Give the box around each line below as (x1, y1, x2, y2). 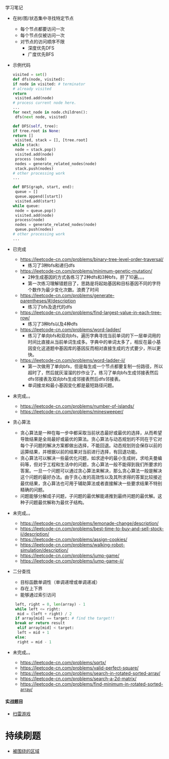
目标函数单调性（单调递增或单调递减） (20, 579, 100, 585)
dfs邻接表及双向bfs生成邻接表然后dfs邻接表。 (27, 376, 123, 382)
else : (15, 634, 27, 640)
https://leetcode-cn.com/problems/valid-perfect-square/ (20, 665, 139, 671)
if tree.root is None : (12, 128, 61, 133)
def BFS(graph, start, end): (12, 184, 74, 190)
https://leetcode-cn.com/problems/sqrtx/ (20, 659, 106, 665)
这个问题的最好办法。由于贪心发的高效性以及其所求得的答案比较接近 (20, 474, 162, 480)
